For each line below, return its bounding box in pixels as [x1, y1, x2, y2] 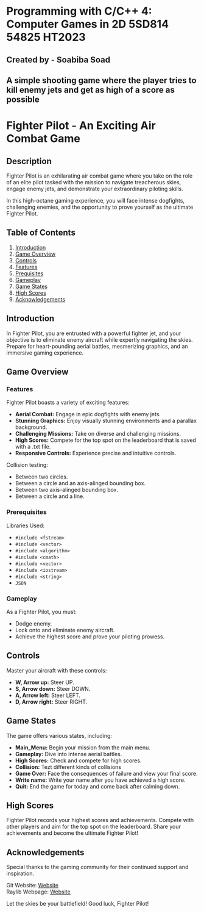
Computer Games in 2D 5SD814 [6, 17, 169, 31]
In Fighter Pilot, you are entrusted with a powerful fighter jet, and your [6, 330, 181, 337]
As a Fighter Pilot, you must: [6, 608, 77, 615]
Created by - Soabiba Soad [6, 54, 111, 65]
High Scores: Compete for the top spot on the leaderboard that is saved [15, 436, 196, 444]
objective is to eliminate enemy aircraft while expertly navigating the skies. [6, 336, 193, 343]
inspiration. [6, 870, 35, 877]
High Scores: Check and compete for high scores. [15, 757, 142, 764]
